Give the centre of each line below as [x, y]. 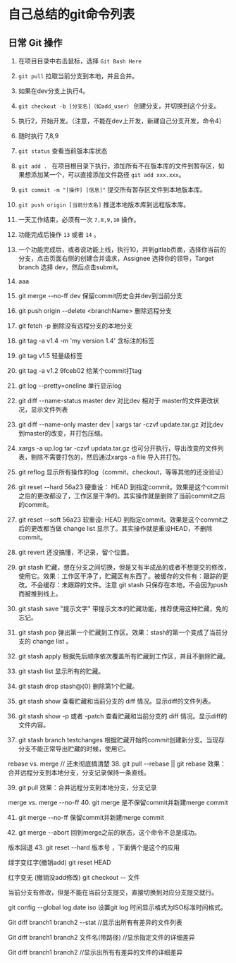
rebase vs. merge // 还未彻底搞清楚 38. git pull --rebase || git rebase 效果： [117, 763]
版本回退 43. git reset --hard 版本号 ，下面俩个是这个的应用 [94, 847]
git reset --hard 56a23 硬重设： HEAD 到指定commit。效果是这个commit [123, 487]
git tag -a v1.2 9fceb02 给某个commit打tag [80, 370]
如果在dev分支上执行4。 [54, 91]
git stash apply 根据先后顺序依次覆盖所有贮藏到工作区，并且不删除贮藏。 [124, 656]
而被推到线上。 [40, 594]
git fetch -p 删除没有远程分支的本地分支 [75, 326]
